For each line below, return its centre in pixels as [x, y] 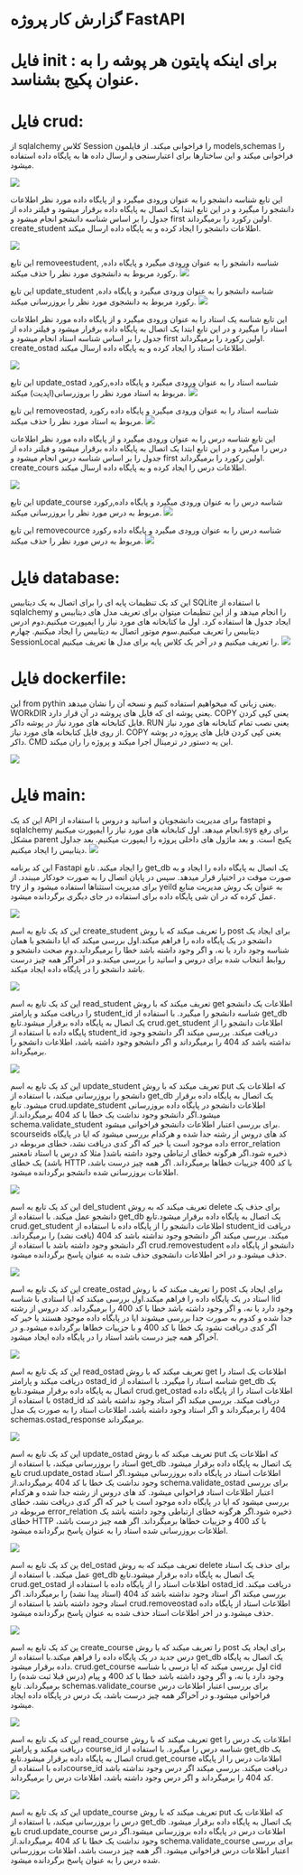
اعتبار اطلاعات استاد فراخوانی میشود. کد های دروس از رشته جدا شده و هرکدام [142, 1492]
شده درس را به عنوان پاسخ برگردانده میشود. [85, 1861]
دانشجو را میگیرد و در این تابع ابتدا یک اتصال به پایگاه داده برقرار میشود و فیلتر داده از [152, 209]
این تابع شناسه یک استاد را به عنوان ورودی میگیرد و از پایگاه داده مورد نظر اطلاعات [149, 320]
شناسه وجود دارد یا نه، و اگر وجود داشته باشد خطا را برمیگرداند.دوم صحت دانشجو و [150, 950]
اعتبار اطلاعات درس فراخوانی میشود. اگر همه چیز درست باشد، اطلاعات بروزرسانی [150, 1851]
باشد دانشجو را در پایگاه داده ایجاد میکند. [78, 970]
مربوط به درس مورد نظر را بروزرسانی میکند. [86, 513]
